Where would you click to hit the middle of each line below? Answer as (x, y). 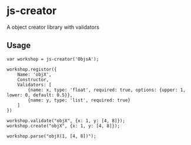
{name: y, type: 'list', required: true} (79, 100)
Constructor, (33, 80)
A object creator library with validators (53, 27)
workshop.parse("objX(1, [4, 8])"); (51, 136)
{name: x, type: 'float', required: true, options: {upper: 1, (107, 90)
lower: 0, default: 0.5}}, (40, 95)
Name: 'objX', (34, 75)
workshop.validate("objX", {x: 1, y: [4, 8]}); (66, 121)
